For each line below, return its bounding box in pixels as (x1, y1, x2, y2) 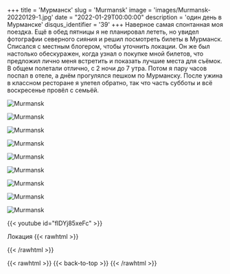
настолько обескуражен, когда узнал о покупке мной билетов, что (7, 49, 204, 58)
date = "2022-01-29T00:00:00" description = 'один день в (54, 13, 222, 21)
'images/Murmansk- (153, 6, 211, 14)
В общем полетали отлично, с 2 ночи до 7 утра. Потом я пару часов (7, 65, 207, 72)
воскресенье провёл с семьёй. (7, 86, 100, 94)
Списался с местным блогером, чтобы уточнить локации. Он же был (7, 43, 211, 50)
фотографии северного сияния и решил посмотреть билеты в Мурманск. (7, 35, 223, 43)
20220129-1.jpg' (7, 13, 54, 21)
